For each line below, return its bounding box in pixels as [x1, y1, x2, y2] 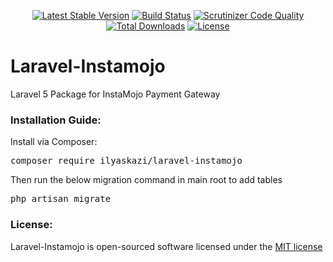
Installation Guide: [10, 113, 102, 127]
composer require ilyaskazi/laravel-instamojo [10, 155, 243, 167]
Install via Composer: [10, 136, 98, 148]
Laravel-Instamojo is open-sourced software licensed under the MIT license [10, 240, 323, 252]
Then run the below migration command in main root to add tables [10, 174, 283, 186]
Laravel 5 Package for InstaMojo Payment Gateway [10, 88, 221, 100]
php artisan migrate [10, 193, 112, 205]
